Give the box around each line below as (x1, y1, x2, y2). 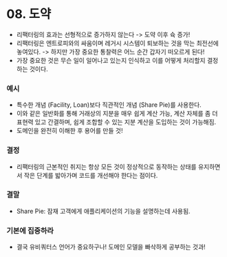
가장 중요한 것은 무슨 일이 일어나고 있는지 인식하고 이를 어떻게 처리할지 (16, 56, 206, 64)
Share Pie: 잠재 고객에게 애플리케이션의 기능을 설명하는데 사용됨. (16, 207, 191, 215)
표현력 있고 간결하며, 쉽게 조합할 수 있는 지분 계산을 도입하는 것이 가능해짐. (16, 118, 217, 126)
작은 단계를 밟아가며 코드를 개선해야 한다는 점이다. (23, 171, 158, 179)
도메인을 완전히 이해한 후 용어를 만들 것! (16, 127, 123, 135)
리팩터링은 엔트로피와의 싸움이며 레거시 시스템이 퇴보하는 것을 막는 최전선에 (16, 39, 219, 47)
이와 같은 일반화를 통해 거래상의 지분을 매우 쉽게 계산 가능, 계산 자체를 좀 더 (16, 110, 218, 118)
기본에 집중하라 (6, 225, 54, 235)
